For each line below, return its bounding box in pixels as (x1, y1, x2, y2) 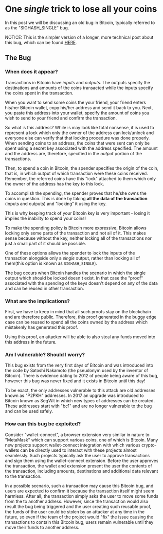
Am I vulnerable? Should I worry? (5, 351, 85, 358)
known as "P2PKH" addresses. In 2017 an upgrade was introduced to (5, 393, 144, 398)
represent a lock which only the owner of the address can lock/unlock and (5, 130, 154, 136)
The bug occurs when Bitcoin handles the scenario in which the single (5, 270, 146, 276)
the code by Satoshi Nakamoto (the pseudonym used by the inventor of (5, 368, 148, 373)
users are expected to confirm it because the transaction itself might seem (5, 488, 155, 494)
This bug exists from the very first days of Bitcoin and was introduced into (5, 362, 153, 368)
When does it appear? (5, 69, 58, 75)
